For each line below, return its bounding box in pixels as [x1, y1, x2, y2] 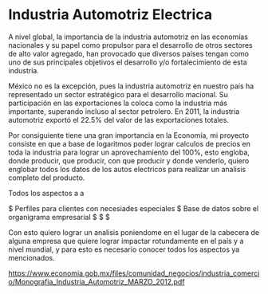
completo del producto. [8, 173, 85, 182]
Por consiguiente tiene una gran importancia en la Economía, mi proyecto [8, 130, 250, 140]
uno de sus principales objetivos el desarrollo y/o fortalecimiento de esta [8, 57, 247, 67]
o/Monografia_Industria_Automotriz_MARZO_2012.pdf [8, 276, 185, 286]
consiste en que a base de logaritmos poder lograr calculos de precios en [8, 139, 251, 148]
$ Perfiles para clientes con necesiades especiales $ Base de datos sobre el [8, 203, 259, 213]
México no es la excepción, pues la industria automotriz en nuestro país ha [8, 81, 254, 91]
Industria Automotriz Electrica [8, 6, 213, 24]
